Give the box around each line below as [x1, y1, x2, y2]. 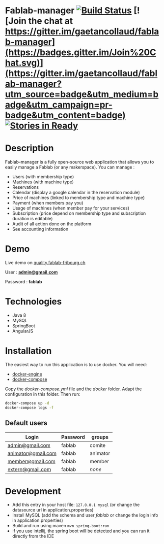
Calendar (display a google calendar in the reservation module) [12, 190, 140, 196]
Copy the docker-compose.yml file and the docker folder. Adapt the [5, 386, 142, 392]
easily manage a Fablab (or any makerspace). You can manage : [5, 164, 135, 170]
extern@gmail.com [7, 466, 52, 473]
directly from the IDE [12, 533, 54, 539]
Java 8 [12, 312, 26, 318]
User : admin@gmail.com [5, 269, 58, 275]
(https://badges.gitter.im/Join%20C [5, 47, 156, 58]
